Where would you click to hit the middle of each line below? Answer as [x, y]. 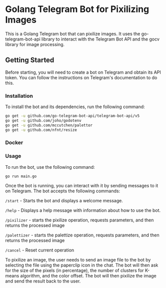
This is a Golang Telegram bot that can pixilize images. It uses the [73, 34]
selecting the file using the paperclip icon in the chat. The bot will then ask [82, 265]
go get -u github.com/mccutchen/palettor [49, 125]
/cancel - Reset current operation [40, 250]
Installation [19, 96]
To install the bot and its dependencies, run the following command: [75, 107]
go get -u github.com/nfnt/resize [41, 130]
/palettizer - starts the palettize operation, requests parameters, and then [82, 235]
